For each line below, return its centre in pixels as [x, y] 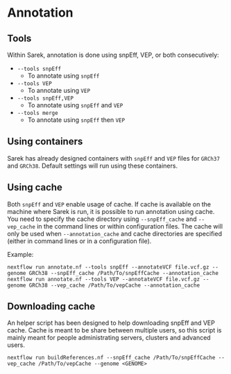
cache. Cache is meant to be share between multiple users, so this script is [114, 330]
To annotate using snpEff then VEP [76, 120]
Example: [20, 254]
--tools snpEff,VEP [45, 98]
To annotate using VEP [59, 90]
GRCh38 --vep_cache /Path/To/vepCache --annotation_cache [114, 285]
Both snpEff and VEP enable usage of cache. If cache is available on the [109, 204]
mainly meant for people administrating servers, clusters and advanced [109, 338]
